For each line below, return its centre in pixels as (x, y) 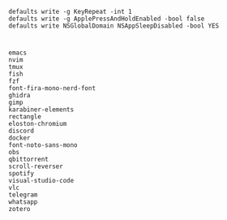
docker (19, 138)
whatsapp (23, 202)
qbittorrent (28, 160)
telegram (23, 195)
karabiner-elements (41, 110)
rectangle (25, 117)
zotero (19, 209)
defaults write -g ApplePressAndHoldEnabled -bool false (107, 19)
